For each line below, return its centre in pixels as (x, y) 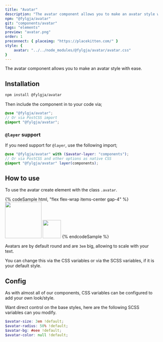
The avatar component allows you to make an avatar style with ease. (73, 68)
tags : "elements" (23, 28)
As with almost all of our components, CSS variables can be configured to (79, 293)
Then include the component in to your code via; (54, 104)
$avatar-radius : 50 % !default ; (37, 326)
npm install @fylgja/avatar (33, 95)
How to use (22, 178)
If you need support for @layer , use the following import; (61, 145)
